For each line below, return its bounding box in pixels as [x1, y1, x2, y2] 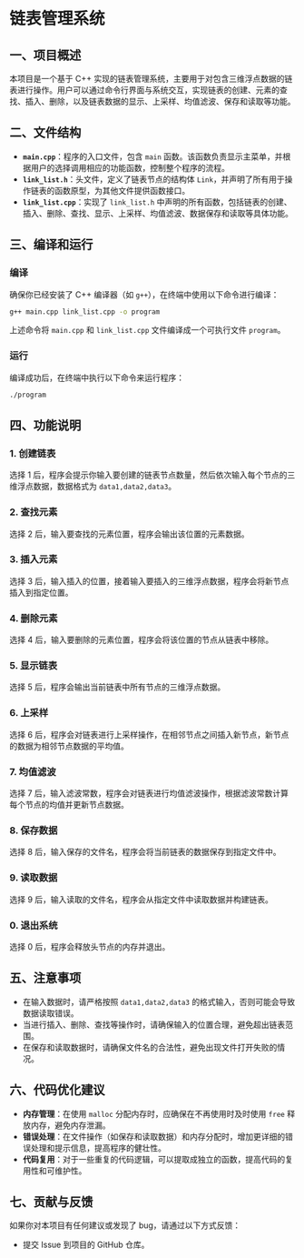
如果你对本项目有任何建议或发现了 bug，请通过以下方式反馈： [9, 1220, 241, 1231]
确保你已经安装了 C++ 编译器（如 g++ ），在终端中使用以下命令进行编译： [9, 288, 279, 300]
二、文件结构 [9, 125, 82, 141]
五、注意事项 [9, 971, 82, 986]
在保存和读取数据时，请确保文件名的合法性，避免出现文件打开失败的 [22, 1042, 278, 1052]
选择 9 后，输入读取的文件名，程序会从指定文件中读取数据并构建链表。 [9, 893, 274, 905]
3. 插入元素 [9, 553, 58, 566]
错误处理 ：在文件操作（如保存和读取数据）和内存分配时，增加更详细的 [22, 1131, 286, 1142]
